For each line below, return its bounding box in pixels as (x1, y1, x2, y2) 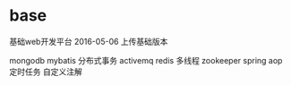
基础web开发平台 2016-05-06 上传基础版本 (9, 36, 168, 47)
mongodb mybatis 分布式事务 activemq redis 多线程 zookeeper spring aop (9, 55, 283, 65)
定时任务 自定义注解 (9, 66, 82, 77)
